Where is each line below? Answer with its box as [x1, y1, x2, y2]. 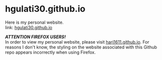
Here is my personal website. [5, 19, 64, 25]
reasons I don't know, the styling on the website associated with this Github [5, 44, 158, 50]
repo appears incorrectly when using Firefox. [5, 49, 96, 55]
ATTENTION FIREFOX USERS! [5, 34, 66, 40]
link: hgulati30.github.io [5, 24, 52, 30]
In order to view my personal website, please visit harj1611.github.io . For [5, 39, 149, 45]
